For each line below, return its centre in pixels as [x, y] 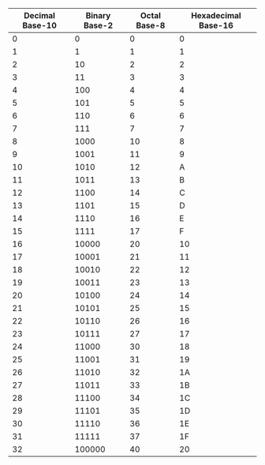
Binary [98, 15]
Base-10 [40, 25]
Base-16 [216, 25]
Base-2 [98, 25]
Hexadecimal [216, 15]
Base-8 [151, 25]
